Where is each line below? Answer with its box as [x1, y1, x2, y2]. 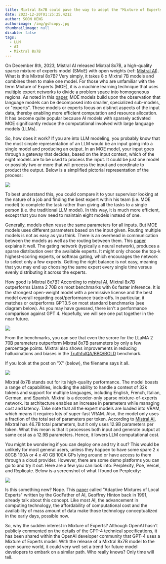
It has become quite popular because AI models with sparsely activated [5, 115, 151, 121]
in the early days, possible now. [5, 513, 69, 519]
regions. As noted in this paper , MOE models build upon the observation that [5, 94, 161, 100]
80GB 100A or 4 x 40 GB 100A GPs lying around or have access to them [5, 452, 152, 458]
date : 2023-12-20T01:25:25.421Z [5, 12, 72, 17]
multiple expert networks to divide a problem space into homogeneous [5, 89, 149, 95]
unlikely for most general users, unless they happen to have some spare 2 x [5, 446, 159, 452]
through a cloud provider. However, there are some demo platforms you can [5, 457, 160, 463]
